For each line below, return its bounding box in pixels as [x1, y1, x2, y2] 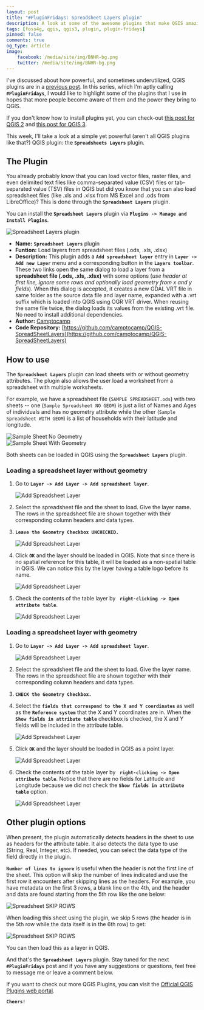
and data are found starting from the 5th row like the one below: [6, 890, 166, 898]
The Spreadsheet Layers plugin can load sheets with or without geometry [6, 371, 189, 378]
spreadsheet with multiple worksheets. [6, 383, 103, 391]
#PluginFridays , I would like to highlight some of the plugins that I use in [6, 89, 187, 97]
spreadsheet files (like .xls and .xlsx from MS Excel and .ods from [6, 192, 170, 199]
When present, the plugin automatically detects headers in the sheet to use [6, 833, 194, 840]
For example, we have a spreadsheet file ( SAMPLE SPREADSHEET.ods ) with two [6, 396, 195, 403]
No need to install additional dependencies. [15, 311, 124, 318]
